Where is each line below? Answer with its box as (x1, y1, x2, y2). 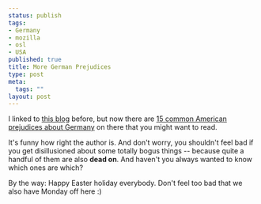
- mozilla (8, 33, 41, 42)
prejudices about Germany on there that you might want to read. (8, 123, 217, 132)
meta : (8, 77, 26, 85)
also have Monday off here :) (8, 187, 102, 196)
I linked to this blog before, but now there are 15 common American (8, 114, 228, 123)
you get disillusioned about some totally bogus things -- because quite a (8, 146, 244, 156)
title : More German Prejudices (8, 63, 112, 71)
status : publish (8, 11, 62, 20)
